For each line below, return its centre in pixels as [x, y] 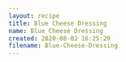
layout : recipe [34, 16]
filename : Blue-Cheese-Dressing [63, 46]
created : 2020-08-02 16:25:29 [60, 38]
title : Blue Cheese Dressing [58, 23]
